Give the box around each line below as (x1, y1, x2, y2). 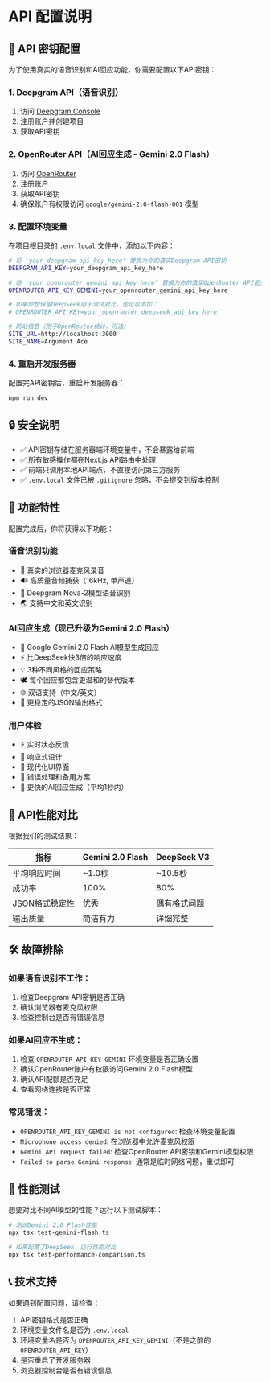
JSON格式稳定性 (12, 898, 75, 909)
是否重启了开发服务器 (19, 1355, 91, 1364)
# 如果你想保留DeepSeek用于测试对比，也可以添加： (8, 301, 158, 309)
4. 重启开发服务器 (8, 358, 76, 369)
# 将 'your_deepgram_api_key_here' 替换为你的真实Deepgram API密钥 (8, 257, 227, 265)
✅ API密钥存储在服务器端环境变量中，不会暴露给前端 (19, 444, 194, 454)
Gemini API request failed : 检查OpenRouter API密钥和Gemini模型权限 (19, 1146, 255, 1156)
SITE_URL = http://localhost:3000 (8, 331, 117, 339)
